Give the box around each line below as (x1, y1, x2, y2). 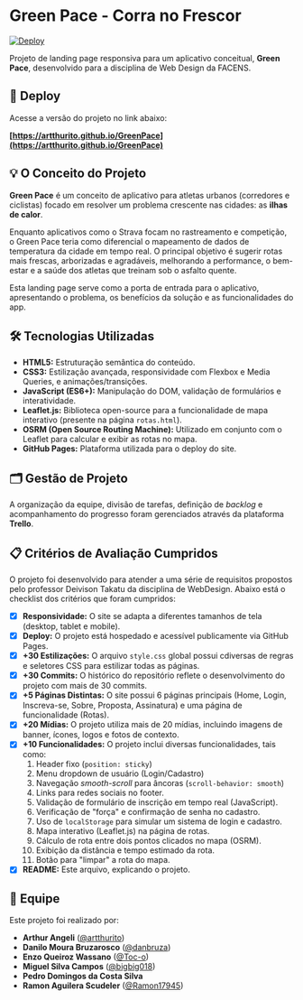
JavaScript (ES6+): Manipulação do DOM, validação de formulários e (22, 385, 281, 397)
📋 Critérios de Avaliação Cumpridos (9, 545, 218, 560)
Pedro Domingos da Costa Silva (22, 971, 143, 982)
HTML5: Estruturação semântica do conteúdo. (22, 357, 196, 368)
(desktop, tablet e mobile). (22, 621, 121, 632)
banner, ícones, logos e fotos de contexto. (22, 729, 179, 740)
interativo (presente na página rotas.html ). (22, 414, 182, 425)
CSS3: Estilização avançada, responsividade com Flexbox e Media (22, 366, 271, 377)
